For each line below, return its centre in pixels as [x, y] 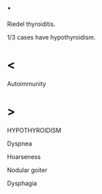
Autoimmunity [27, 83]
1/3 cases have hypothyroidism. [51, 37]
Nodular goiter [27, 170]
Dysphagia [22, 183]
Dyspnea [20, 143]
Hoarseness [24, 156]
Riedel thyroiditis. [31, 24]
